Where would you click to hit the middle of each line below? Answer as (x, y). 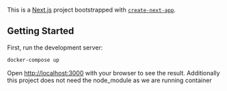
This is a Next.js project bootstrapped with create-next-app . (92, 10)
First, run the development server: (55, 48)
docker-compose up (33, 60)
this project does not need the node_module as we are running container (109, 80)
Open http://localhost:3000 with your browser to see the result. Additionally (113, 73)
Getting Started (41, 31)
